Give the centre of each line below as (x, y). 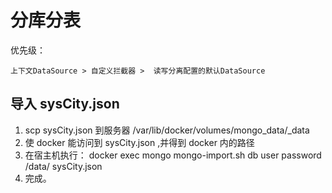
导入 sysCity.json (65, 104)
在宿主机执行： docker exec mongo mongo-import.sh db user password (173, 155)
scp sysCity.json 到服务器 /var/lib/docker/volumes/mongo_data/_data (167, 130)
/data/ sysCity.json (63, 166)
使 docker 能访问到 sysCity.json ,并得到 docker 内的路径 (139, 142)
